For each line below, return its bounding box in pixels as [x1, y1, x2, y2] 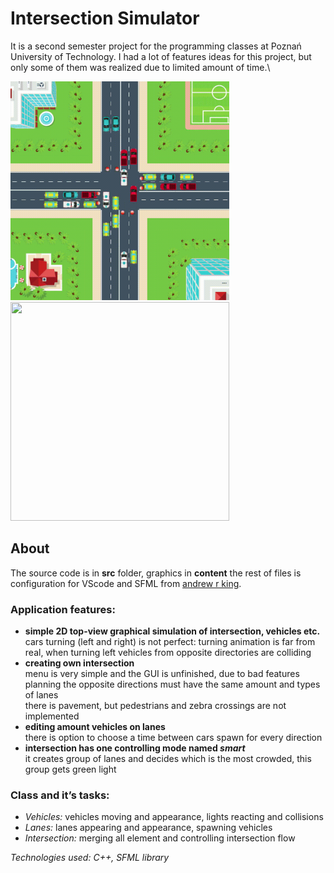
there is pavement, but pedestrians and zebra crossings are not [24, 700, 287, 712]
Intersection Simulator [10, 7, 200, 30]
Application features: [10, 602, 116, 616]
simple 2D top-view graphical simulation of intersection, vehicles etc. [24, 625, 321, 637]
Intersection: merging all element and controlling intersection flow [24, 832, 296, 844]
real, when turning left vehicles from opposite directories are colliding [24, 647, 312, 659]
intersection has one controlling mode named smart [24, 742, 246, 754]
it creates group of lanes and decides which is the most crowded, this [24, 753, 312, 765]
